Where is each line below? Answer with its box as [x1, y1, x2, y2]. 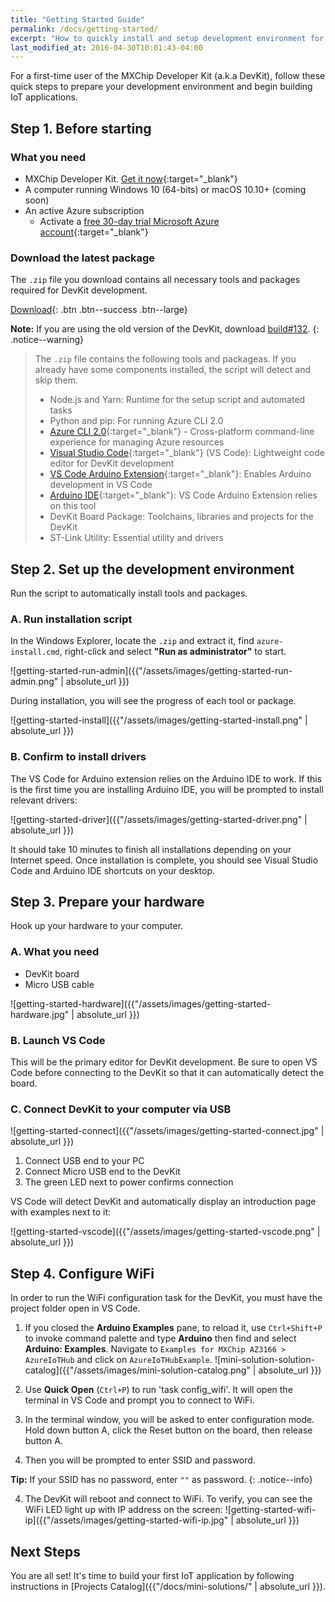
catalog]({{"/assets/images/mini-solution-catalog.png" [24, 1364, 251, 1376]
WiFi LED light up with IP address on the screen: [24, 1504, 223, 1516]
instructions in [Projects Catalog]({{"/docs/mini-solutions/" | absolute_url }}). [10, 1580, 327, 1592]
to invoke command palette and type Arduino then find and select [24, 1332, 297, 1345]
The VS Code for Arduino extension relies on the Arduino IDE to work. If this [10, 772, 323, 785]
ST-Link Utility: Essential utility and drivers [49, 532, 224, 544]
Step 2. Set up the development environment [10, 561, 295, 578]
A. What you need [10, 945, 100, 959]
